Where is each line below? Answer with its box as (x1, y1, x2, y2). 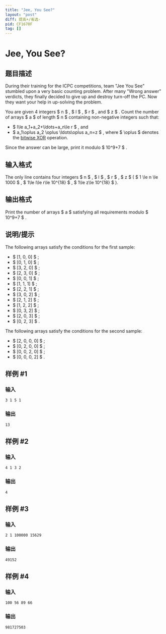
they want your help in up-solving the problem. (5, 99, 103, 105)
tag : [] (5, 26, 22, 31)
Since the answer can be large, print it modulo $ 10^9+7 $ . (5, 144, 127, 150)
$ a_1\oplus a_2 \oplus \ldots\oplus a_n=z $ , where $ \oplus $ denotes (12, 129, 159, 135)
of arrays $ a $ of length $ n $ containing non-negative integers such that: (5, 114, 159, 120)
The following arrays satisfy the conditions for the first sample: (5, 244, 135, 250)
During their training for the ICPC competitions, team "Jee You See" (5, 83, 145, 89)
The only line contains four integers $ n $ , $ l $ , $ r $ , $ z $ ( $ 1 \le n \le (5, 174, 158, 180)
